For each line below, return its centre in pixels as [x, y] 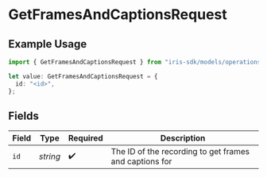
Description [183, 138]
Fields [24, 115]
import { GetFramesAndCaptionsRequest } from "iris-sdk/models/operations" [136, 62]
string [50, 156]
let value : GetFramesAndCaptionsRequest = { [83, 76]
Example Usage [48, 44]
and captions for [141, 162]
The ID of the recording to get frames [180, 152]
